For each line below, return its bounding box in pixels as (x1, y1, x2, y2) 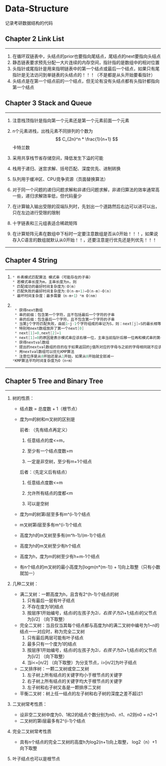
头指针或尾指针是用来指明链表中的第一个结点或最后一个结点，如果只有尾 (12, 66, 160, 71)
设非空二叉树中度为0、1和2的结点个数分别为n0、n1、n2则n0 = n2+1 (19, 712, 157, 718)
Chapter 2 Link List (5, 35, 64, 43)
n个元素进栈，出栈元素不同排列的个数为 (12, 128, 93, 134)
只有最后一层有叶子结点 (27, 598, 75, 604)
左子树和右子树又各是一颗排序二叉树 (27, 685, 101, 691)
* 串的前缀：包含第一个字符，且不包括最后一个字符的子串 (14, 312, 115, 317)
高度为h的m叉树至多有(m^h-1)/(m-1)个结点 (19, 532, 106, 539)
